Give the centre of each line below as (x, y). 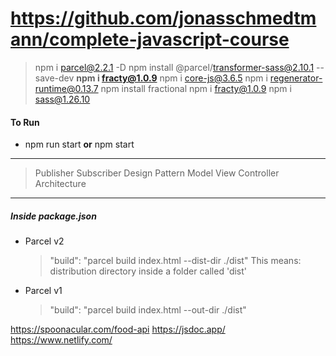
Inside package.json (53, 216)
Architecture (60, 184)
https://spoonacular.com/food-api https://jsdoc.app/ (118, 329)
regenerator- (296, 78)
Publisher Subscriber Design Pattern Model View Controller (157, 173)
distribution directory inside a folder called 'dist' (148, 271)
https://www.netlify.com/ (61, 340)
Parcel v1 (43, 291)
